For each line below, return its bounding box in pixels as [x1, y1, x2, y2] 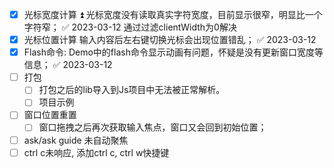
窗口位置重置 [23, 109, 77, 121]
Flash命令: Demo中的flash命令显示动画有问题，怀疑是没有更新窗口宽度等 [23, 46, 324, 58]
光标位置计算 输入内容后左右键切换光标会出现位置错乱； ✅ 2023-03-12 [23, 34, 317, 46]
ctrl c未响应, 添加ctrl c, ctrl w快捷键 [23, 146, 170, 158]
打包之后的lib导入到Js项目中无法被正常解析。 [38, 84, 226, 96]
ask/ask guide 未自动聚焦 [23, 134, 129, 146]
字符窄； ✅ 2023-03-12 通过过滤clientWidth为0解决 [23, 21, 237, 33]
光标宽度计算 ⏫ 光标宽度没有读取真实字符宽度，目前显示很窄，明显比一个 [23, 9, 323, 20]
